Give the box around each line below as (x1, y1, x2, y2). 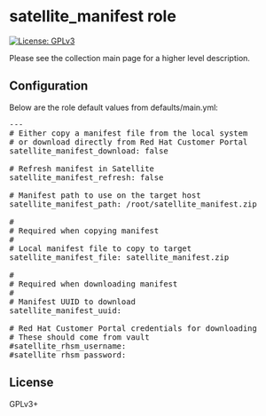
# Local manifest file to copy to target (9, 243, 192, 254)
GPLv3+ (9, 398, 39, 409)
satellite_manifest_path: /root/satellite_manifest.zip (9, 199, 257, 209)
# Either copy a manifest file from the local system (9, 128, 248, 138)
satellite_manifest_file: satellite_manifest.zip (9, 252, 230, 263)
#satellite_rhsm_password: (9, 349, 127, 360)
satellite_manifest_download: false (9, 145, 168, 156)
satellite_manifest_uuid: (9, 305, 122, 316)
